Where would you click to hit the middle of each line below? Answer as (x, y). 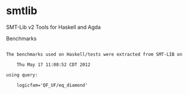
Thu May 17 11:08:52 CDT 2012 (54, 65)
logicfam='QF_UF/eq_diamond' (52, 85)
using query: (22, 75)
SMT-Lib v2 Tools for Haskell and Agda (53, 27)
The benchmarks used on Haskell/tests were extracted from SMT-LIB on (94, 54)
